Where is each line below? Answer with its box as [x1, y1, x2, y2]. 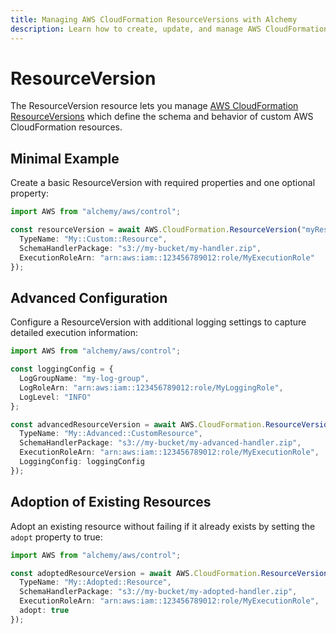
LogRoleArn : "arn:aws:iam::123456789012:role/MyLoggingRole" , [19, 382, 284, 393]
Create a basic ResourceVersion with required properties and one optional [10, 177, 316, 189]
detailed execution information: [10, 327, 138, 339]
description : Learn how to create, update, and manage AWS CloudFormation [10, 24, 329, 34]
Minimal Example [10, 150, 120, 167]
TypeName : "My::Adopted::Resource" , [19, 577, 172, 588]
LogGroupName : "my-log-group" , [19, 374, 150, 384]
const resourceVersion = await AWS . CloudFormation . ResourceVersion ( [10, 225, 302, 235]
